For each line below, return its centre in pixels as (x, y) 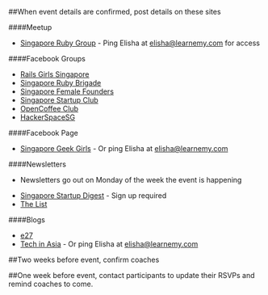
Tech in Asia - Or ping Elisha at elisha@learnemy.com (109, 244)
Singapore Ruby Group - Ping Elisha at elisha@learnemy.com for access (140, 43)
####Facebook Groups (47, 59)
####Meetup (30, 27)
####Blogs (27, 220)
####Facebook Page (43, 133)
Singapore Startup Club (59, 100)
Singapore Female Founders (67, 91)
